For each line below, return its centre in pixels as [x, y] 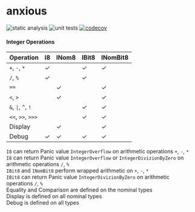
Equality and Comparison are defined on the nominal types [79, 190]
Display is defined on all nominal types [54, 196]
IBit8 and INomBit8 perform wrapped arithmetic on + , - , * [78, 171]
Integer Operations [30, 42]
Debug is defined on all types [43, 203]
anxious [27, 11]
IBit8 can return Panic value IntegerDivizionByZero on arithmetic [88, 177]
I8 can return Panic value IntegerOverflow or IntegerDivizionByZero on [95, 158]
